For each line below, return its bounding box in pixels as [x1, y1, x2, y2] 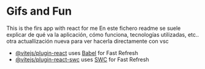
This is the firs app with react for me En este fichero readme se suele [6, 24, 181, 32]
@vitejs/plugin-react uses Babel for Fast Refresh [15, 49, 139, 56]
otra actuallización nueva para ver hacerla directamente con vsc [6, 37, 169, 45]
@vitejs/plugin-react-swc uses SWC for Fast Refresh [15, 56, 149, 63]
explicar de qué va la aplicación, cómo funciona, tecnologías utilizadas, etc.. [6, 31, 199, 38]
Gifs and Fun [6, 4, 72, 18]
